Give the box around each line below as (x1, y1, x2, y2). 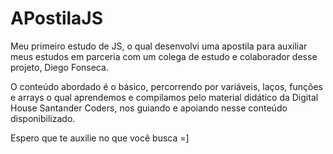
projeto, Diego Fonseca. (10, 61, 109, 73)
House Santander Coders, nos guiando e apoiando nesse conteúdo (10, 102, 288, 114)
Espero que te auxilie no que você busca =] (10, 132, 190, 144)
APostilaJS (10, 7, 104, 30)
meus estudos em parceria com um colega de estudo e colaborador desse (10, 50, 318, 62)
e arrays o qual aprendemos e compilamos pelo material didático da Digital (10, 91, 319, 103)
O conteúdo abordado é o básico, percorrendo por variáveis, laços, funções (10, 80, 323, 92)
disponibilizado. (10, 112, 76, 124)
